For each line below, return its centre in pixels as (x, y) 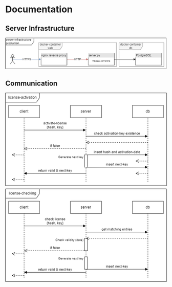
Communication (31, 83)
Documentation (39, 9)
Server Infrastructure (40, 28)
